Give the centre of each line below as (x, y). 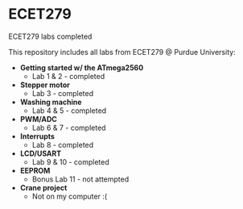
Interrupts (37, 136)
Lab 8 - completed (63, 144)
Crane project (43, 187)
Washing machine (51, 102)
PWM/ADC (39, 119)
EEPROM (35, 170)
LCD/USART (41, 153)
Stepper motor (45, 85)
